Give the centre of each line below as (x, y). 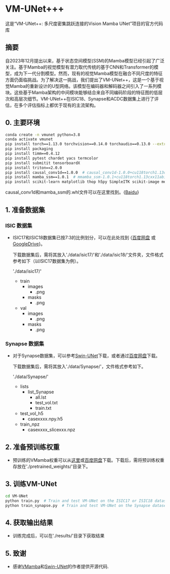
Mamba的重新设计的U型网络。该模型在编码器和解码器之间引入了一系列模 (86, 86)
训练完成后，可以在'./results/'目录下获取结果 (58, 536)
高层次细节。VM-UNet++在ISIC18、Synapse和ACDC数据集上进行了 (84, 99)
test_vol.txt (47, 403)
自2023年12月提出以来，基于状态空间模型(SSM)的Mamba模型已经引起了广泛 (85, 60)
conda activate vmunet (29, 139)
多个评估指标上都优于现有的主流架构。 (58, 105)
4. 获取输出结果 (29, 522)
